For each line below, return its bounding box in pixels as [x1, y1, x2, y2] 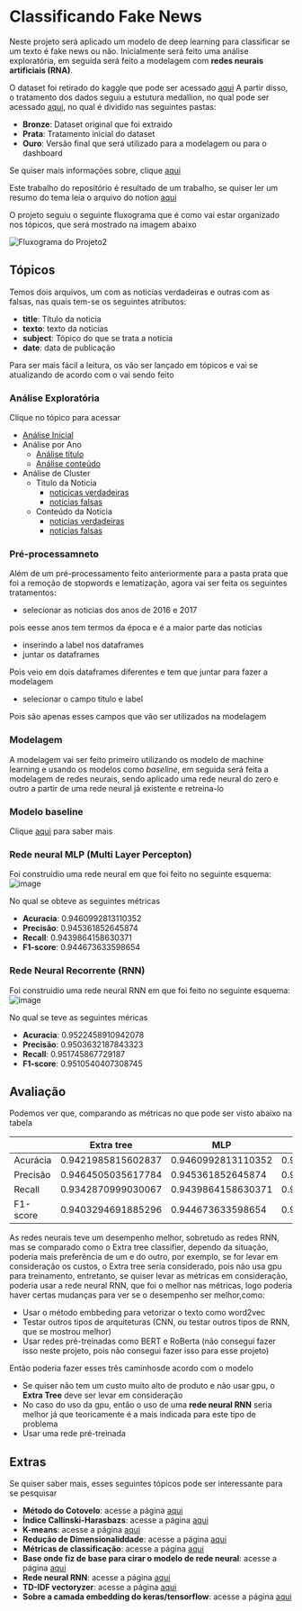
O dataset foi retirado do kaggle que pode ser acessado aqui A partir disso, [9, 82, 289, 93]
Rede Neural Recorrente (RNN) [9, 964, 146, 977]
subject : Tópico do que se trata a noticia [22, 332, 173, 343]
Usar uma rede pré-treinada [22, 1428, 126, 1439]
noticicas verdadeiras [49, 487, 129, 498]
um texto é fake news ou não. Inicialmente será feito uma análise [9, 45, 249, 56]
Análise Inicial [22, 430, 74, 440]
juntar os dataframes [22, 649, 101, 660]
